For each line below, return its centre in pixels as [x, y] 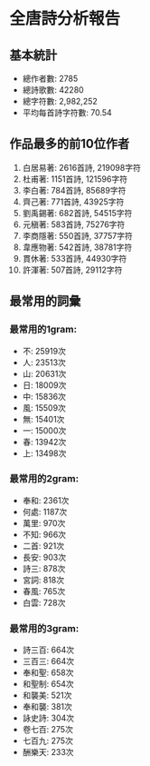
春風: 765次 [44, 591]
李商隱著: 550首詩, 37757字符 [78, 235]
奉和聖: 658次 [48, 672]
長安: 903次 [44, 557]
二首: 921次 [43, 545]
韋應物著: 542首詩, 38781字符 [77, 247]
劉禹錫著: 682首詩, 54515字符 [77, 213]
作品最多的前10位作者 [70, 144]
